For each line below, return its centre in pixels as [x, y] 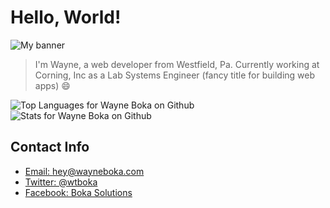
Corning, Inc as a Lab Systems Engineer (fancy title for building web [175, 75]
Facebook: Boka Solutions [78, 192]
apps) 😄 [52, 85]
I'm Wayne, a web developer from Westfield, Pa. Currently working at [177, 64]
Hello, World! [66, 17]
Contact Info [50, 147]
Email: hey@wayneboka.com [84, 171]
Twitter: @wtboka [61, 182]
